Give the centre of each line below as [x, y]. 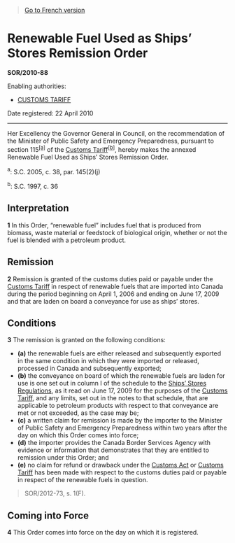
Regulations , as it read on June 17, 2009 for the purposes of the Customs [122, 390]
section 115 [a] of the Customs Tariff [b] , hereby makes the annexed [102, 148]
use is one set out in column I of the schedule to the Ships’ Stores [112, 383]
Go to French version [55, 10]
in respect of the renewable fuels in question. [83, 480]
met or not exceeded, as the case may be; [78, 413]
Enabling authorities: [37, 86]
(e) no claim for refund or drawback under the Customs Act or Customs [120, 465]
